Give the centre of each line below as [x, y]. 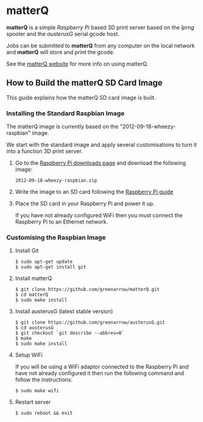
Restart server [33, 402]
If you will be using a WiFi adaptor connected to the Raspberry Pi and [102, 367]
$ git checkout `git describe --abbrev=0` [70, 333]
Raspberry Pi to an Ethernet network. [61, 222]
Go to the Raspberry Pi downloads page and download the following [101, 163]
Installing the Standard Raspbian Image [65, 113]
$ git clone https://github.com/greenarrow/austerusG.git [90, 322]
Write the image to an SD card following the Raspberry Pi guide [94, 192]
